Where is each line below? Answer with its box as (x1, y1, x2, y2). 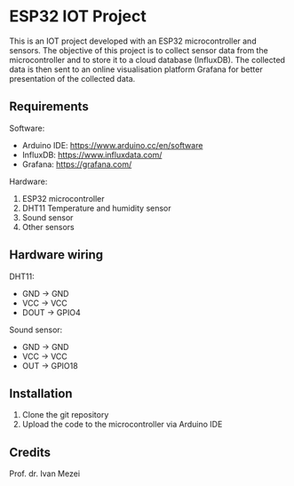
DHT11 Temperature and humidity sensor (21, 203, 171, 213)
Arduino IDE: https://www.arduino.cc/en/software (21, 139, 203, 150)
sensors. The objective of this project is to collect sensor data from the (9, 44, 268, 55)
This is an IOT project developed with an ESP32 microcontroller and (9, 36, 257, 46)
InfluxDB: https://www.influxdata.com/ (21, 149, 163, 160)
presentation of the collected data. (9, 73, 136, 84)
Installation (9, 386, 73, 401)
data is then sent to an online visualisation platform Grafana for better (9, 64, 264, 75)
